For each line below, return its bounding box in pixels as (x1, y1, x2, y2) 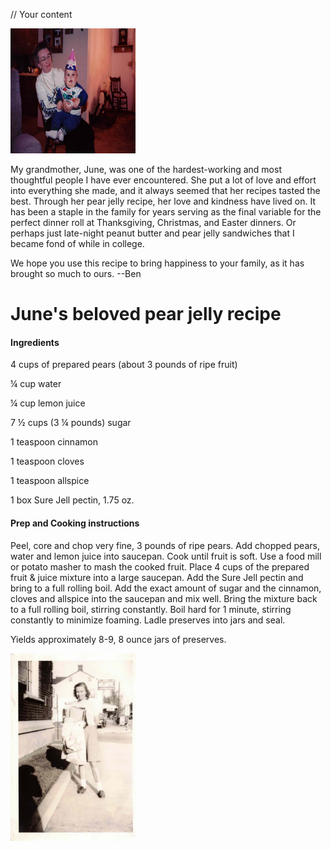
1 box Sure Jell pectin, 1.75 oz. (10, 494, 135, 506)
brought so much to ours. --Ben (10, 268, 142, 279)
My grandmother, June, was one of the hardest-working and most (10, 164, 282, 175)
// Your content (10, 9, 73, 20)
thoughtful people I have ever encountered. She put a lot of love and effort (10, 174, 317, 186)
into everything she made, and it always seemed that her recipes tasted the (10, 185, 321, 196)
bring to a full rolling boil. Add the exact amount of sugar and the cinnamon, (10, 582, 322, 594)
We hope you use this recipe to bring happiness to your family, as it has (10, 257, 305, 269)
